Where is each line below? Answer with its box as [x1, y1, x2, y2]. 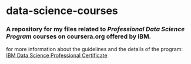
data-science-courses [6, 4, 119, 18]
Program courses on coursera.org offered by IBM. [6, 32, 152, 41]
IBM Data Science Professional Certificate [6, 52, 108, 59]
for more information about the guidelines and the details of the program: [6, 46, 183, 53]
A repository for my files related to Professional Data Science [6, 25, 185, 33]
